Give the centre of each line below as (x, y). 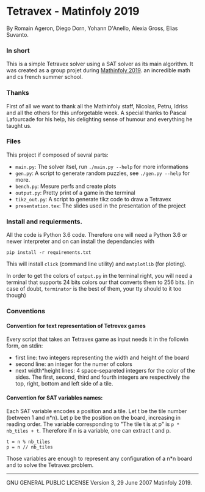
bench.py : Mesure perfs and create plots (66, 186)
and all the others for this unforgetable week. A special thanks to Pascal (97, 113)
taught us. (19, 125)
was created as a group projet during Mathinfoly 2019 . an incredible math (99, 70)
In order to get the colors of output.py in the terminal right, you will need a (99, 276)
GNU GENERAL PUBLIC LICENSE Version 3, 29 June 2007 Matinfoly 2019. (99, 483)
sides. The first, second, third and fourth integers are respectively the (103, 377)
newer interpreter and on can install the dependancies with (80, 241)
